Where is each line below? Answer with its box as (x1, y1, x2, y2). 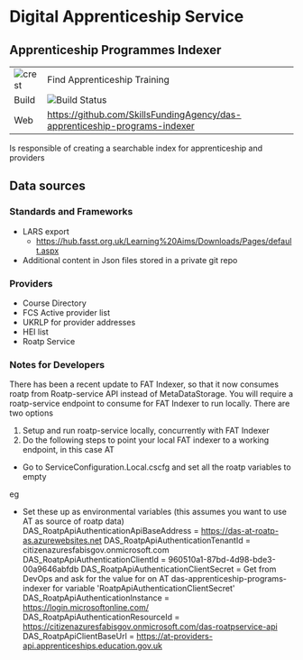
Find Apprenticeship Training (47, 74, 170, 86)
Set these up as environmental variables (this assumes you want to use (22, 507, 287, 518)
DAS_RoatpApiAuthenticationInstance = (22, 592, 170, 603)
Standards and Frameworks (9, 206, 133, 218)
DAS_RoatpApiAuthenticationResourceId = (22, 611, 180, 623)
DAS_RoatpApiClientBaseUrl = (22, 631, 135, 642)
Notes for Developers (9, 358, 106, 371)
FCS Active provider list (22, 307, 111, 317)
